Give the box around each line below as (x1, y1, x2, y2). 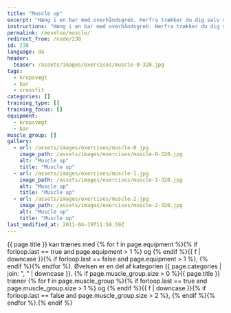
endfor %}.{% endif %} (7, 299, 74, 307)
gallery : (7, 138, 32, 145)
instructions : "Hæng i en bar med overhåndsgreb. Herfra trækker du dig (7, 23, 220, 30)
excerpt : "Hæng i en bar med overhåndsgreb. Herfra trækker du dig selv (7, 17, 220, 23)
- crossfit (13, 87, 45, 94)
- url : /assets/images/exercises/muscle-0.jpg (13, 144, 149, 151)
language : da (7, 49, 45, 56)
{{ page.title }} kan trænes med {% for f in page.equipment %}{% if (7, 240, 198, 248)
